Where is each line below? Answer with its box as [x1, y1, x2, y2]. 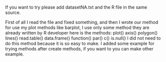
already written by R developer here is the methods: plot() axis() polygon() [5, 30, 158, 35]
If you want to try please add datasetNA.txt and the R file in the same [5, 4, 147, 10]
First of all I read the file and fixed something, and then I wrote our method [5, 19, 158, 25]
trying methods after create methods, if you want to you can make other [5, 46, 153, 51]
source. [5, 9, 21, 15]
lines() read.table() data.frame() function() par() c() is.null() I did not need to [5, 35, 161, 41]
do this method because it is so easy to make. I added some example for [5, 40, 154, 46]
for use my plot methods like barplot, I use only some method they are [5, 24, 150, 30]
